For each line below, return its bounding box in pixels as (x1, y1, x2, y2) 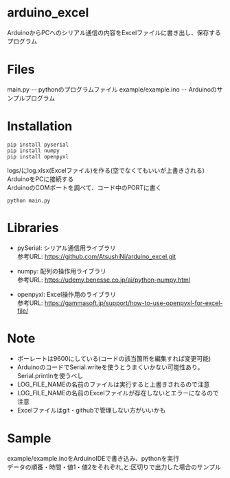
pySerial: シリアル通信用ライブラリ (16, 243, 116, 252)
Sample (7, 430, 51, 446)
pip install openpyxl (7, 153, 69, 160)
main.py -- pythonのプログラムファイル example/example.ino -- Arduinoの (7, 85, 218, 94)
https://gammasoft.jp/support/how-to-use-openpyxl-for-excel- (44, 298, 223, 307)
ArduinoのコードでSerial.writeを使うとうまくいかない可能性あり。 (16, 363, 204, 371)
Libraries (7, 220, 59, 236)
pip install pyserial (7, 141, 69, 148)
